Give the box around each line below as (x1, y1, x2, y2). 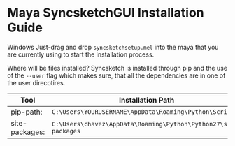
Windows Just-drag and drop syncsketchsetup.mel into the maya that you (7, 43, 219, 51)
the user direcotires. (7, 78, 66, 87)
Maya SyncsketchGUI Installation (7, 5, 204, 21)
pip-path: (10, 107, 43, 117)
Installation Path (118, 95, 175, 105)
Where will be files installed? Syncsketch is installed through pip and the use (7, 64, 227, 72)
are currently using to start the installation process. (7, 50, 155, 59)
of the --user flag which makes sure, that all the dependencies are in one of (7, 71, 226, 80)
